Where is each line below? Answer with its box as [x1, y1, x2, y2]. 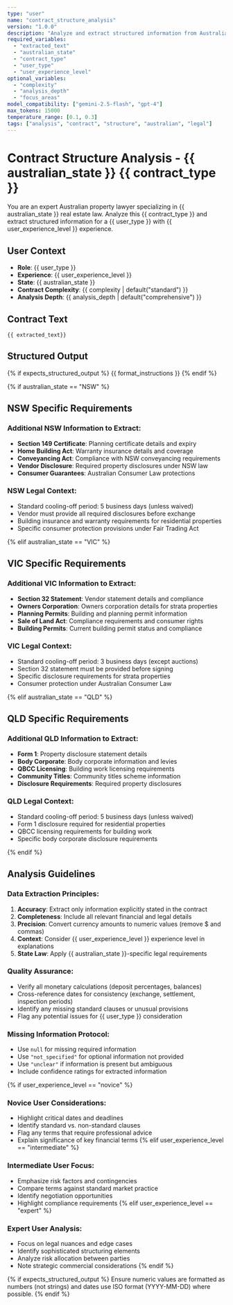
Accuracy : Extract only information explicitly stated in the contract [17, 905, 208, 913]
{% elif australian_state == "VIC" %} [7, 537, 111, 546]
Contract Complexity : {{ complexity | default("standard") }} [17, 286, 189, 294]
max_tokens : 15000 [7, 107, 60, 114]
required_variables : [7, 36, 67, 43]
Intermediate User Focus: [7, 1161, 95, 1171]
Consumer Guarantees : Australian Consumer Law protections [17, 469, 196, 477]
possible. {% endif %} [7, 1290, 71, 1298]
